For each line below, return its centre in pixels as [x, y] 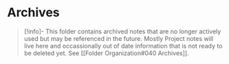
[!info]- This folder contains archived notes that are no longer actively [122, 31]
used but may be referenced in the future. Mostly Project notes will [119, 38]
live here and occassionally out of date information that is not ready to [123, 46]
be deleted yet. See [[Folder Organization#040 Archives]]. [106, 53]
